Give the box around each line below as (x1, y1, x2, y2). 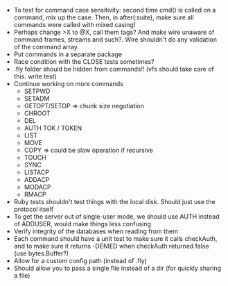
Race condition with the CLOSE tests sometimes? (13, 58, 155, 65)
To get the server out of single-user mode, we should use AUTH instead (13, 212, 220, 221)
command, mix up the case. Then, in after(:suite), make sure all (13, 13, 194, 22)
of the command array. (13, 43, 80, 51)
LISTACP (24, 168, 50, 176)
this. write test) (13, 72, 57, 81)
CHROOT (24, 109, 51, 117)
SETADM (24, 94, 50, 103)
